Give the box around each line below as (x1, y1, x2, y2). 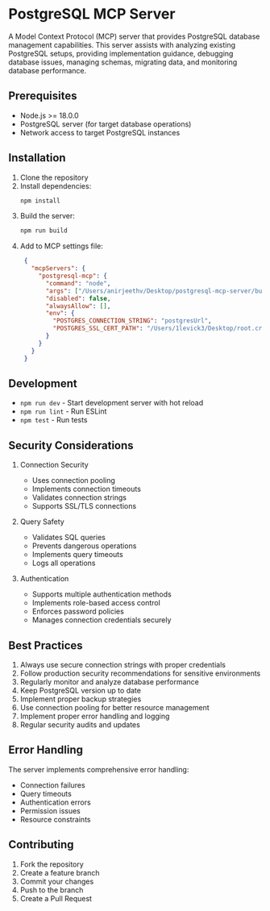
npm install (19, 197, 60, 205)
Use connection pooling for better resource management (19, 703, 210, 712)
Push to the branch (19, 884, 84, 895)
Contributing (8, 838, 74, 851)
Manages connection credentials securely (31, 615, 172, 625)
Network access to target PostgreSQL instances (19, 127, 181, 137)
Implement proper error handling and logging (19, 711, 170, 721)
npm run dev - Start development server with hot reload (19, 398, 204, 408)
